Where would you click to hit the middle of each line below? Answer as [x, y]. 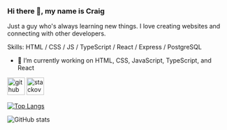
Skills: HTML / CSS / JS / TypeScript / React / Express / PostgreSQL [105, 47]
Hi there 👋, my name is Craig [56, 11]
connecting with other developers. [57, 33]
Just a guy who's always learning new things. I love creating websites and [114, 26]
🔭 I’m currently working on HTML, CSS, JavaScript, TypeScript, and [114, 60]
